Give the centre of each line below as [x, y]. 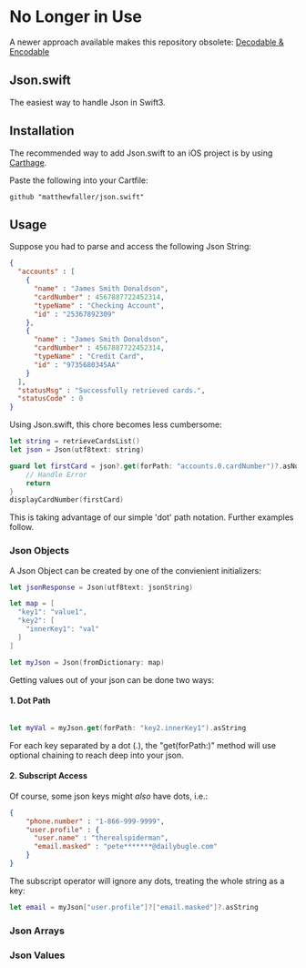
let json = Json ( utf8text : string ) [77, 450]
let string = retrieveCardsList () [75, 442]
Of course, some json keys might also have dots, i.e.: [109, 796]
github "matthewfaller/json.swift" [77, 197]
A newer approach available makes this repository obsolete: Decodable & [147, 42]
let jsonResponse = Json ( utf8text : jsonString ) [102, 587]
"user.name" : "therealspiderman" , [101, 838]
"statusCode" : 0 [51, 399]
